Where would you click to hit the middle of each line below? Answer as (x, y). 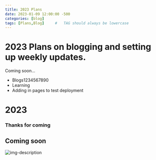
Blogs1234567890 (30, 80)
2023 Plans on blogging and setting (78, 47)
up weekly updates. (46, 57)
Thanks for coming (28, 125)
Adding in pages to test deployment (48, 91)
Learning (21, 85)
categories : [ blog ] (25, 18)
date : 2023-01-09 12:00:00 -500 (38, 14)
